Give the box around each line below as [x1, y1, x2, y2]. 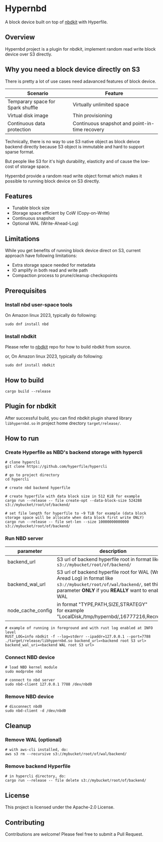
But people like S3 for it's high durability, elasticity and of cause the [5, 158, 140, 164]
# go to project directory [5, 473, 60, 477]
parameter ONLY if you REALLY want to [56, 587, 147, 594]
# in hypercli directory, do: [5, 774, 66, 779]
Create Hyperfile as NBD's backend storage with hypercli [5, 449, 143, 456]
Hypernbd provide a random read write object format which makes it [5, 173, 142, 179]
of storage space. [15, 164, 50, 169]
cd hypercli [5, 477, 29, 482]
